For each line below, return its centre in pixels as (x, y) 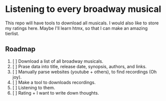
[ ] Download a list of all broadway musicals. (58, 61)
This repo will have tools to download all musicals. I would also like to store (82, 23)
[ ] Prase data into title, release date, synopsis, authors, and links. (80, 66)
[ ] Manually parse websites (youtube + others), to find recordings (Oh (84, 72)
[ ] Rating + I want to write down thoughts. (56, 93)
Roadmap (20, 49)
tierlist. (12, 33)
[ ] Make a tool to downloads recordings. (54, 82)
